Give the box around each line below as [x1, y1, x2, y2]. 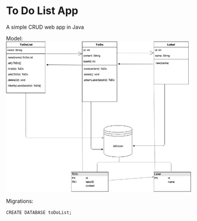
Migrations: [6, 198, 33, 205]
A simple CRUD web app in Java [6, 23, 84, 30]
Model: [6, 35, 23, 42]
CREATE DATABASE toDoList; [6, 210, 72, 216]
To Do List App [6, 4, 79, 18]
